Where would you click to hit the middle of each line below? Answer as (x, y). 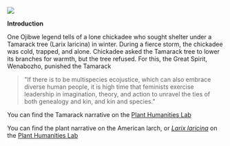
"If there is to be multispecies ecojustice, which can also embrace (117, 80)
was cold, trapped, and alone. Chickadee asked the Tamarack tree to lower (114, 51)
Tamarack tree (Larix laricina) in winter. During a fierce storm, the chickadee (115, 44)
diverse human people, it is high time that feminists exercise (109, 87)
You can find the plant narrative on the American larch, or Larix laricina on (112, 128)
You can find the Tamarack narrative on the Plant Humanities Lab (99, 115)
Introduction (25, 23)
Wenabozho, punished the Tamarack (59, 66)
